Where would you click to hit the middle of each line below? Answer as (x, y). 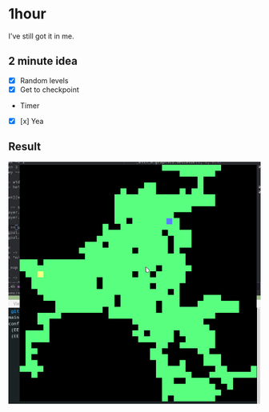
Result (25, 147)
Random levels (44, 80)
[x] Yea (32, 121)
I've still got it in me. (41, 36)
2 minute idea (43, 61)
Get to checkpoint (50, 90)
